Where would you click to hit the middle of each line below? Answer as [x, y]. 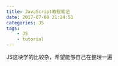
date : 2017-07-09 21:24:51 [40, 17]
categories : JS [25, 23]
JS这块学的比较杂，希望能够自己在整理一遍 [59, 57]
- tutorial [31, 39]
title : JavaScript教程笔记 [38, 12]
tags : [13, 28]
